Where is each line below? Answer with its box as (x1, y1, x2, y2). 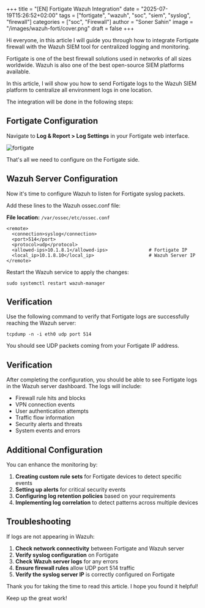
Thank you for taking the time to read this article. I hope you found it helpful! (6, 582, 198, 590)
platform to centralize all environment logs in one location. (6, 86, 153, 94)
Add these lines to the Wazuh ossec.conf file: (6, 201, 121, 209)
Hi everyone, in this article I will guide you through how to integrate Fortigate (6, 37, 199, 43)
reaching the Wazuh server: (6, 320, 76, 327)
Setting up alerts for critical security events (15, 486, 126, 494)
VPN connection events (15, 401, 75, 408)
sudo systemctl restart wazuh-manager (6, 280, 105, 287)
